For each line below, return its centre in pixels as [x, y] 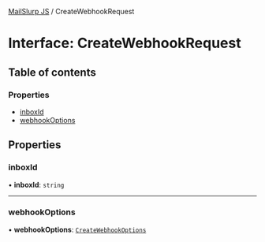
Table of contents [52, 72]
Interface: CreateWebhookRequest [125, 43]
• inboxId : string [36, 184]
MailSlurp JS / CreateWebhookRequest [71, 11]
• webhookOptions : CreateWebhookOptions [77, 229]
